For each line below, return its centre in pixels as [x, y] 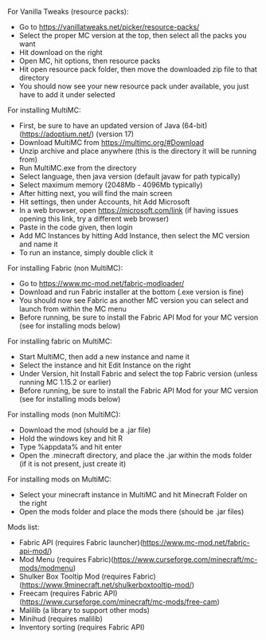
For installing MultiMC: [44, 110]
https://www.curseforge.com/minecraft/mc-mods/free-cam [119, 602]
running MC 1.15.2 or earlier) [65, 382]
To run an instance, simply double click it [86, 253]
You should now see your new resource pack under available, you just [134, 86]
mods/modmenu [46, 568]
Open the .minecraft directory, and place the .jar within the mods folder [135, 455]
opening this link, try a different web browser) [94, 219]
